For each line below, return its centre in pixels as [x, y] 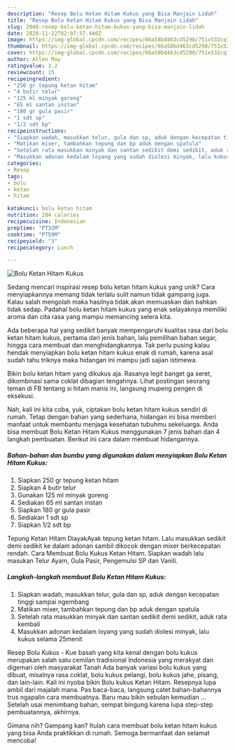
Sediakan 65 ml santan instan [60, 503]
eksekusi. [21, 396]
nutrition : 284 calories [43, 215]
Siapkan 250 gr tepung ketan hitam [68, 481]
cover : [17, 53]
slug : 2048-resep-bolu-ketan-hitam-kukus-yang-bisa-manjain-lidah [106, 27]
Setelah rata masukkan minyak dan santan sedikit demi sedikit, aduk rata [122, 617]
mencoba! [22, 741]
